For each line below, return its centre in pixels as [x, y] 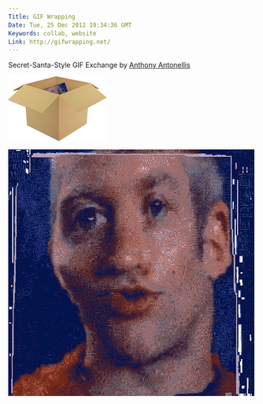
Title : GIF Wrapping [42, 17]
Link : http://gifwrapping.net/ [59, 42]
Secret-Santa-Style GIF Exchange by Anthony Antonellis [99, 65]
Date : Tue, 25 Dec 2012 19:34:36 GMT [70, 25]
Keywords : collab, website [52, 33]
